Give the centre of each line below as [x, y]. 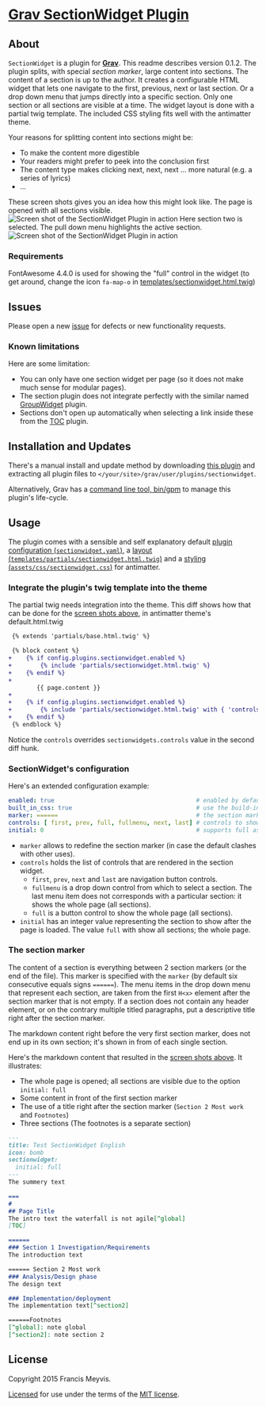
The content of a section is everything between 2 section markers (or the [127, 967]
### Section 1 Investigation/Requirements [79, 1248]
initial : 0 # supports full [129, 830]
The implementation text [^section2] [68, 1306]
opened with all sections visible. [61, 210]
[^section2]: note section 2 [56, 1335]
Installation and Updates [70, 446]
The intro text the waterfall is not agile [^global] [97, 1219]
